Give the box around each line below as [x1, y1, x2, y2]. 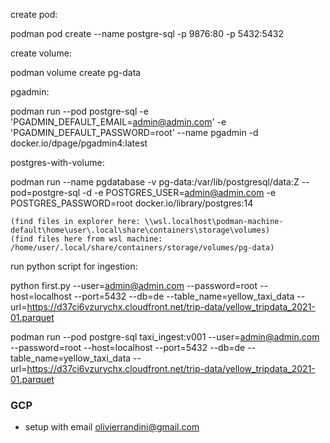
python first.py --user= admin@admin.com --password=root [10, 280, 258, 291]
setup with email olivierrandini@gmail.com [24, 421, 200, 433]
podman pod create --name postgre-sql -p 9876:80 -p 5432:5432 [10, 28, 284, 39]
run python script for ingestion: [10, 260, 138, 272]
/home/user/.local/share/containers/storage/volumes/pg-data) [10, 243, 275, 253]
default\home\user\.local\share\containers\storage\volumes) [10, 225, 271, 235]
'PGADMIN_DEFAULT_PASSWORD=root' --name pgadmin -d [10, 127, 259, 138]
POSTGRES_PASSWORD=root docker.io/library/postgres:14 [10, 197, 254, 209]
